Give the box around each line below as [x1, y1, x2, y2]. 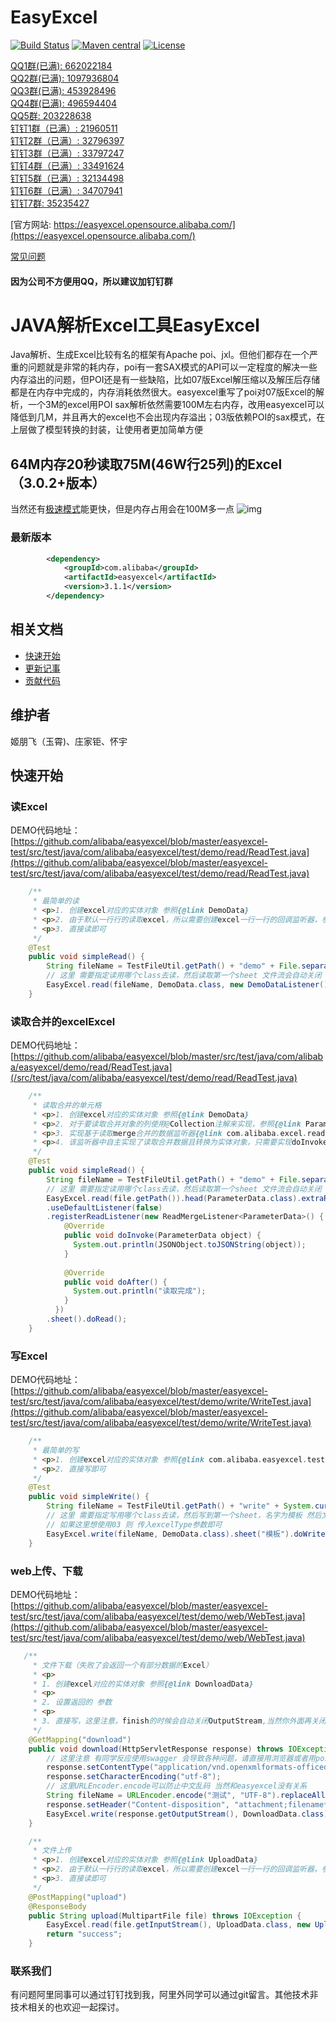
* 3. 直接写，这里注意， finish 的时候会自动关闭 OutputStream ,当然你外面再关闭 [32, 1716, 327, 1726]
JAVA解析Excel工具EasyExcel [10, 314, 260, 336]
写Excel [10, 1349, 48, 1363]
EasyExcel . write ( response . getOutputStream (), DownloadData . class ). [46, 1809, 333, 1819]
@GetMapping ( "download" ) [28, 1734, 132, 1745]
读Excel [10, 799, 48, 813]
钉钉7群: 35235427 [10, 197, 90, 209]
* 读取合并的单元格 [32, 1100, 102, 1110]
